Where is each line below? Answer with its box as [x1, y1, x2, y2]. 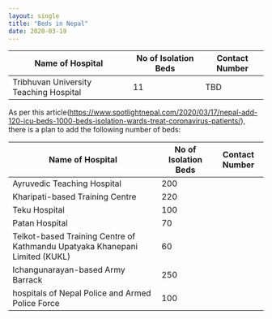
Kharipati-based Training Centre [12, 192, 137, 203]
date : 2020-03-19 [8, 27, 67, 35]
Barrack [12, 274, 43, 286]
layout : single [8, 11, 60, 20]
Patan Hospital [12, 218, 69, 229]
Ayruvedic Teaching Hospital [12, 178, 121, 189]
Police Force [12, 298, 60, 309]
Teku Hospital [12, 205, 65, 216]
